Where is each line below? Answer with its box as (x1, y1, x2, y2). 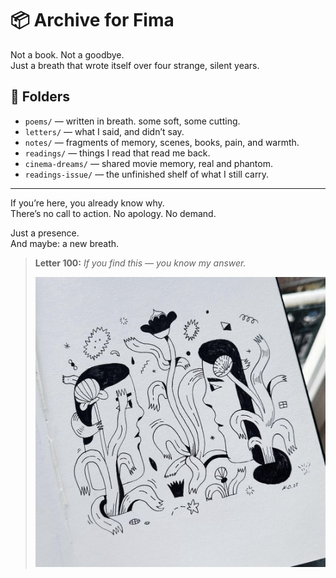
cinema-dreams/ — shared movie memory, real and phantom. (24, 157, 273, 169)
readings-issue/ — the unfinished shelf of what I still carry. (24, 168, 270, 180)
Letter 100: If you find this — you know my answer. (34, 257, 247, 269)
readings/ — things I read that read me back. (24, 147, 211, 159)
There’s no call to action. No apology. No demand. (10, 207, 217, 219)
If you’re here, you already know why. (10, 197, 165, 209)
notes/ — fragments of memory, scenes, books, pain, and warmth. (24, 136, 300, 148)
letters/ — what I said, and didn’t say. (24, 125, 185, 137)
